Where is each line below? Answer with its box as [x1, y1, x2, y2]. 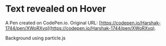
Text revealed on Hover [5, 3, 107, 15]
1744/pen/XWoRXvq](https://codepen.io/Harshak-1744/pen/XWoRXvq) [5, 25, 155, 31]
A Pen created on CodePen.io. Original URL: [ [5, 20, 101, 26]
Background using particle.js [5, 35, 66, 41]
